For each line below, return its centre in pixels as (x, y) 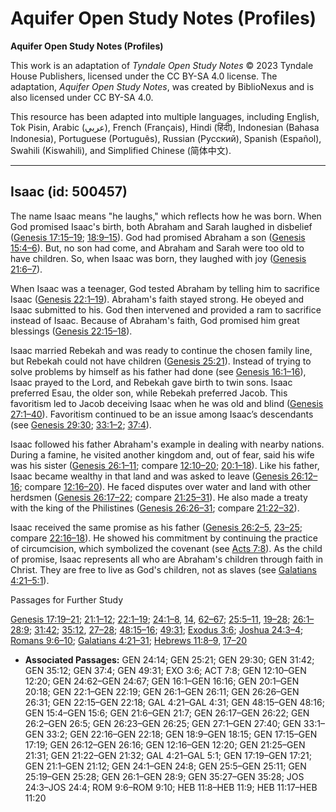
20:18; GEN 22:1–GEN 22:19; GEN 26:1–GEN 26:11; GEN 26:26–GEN (162, 691)
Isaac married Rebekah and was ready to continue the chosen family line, (161, 350)
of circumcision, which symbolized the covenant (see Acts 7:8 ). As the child (166, 548)
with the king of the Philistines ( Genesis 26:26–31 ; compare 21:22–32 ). (155, 508)
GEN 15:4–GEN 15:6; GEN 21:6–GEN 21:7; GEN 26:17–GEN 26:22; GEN (167, 713)
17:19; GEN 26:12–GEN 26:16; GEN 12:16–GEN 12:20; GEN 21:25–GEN (165, 744)
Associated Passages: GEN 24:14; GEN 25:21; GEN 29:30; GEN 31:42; (169, 659)
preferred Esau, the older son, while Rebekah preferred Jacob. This (149, 393)
